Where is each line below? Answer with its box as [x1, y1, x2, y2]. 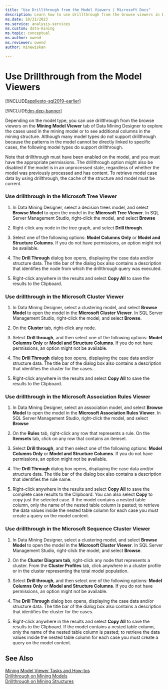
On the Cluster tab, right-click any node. [12, 325, 96, 331]
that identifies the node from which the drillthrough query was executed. [12, 265, 162, 271]
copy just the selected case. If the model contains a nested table [12, 497, 146, 503]
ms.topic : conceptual [5, 31, 50, 36]
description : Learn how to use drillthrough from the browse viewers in [5, 12, 160, 17]
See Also [5, 654, 33, 663]
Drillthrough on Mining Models [5, 673, 67, 679]
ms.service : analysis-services [5, 21, 70, 27]
